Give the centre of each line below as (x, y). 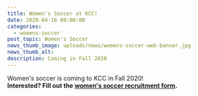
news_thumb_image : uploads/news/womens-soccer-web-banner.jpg (99, 46)
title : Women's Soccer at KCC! (52, 13)
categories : (24, 26)
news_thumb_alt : (31, 52)
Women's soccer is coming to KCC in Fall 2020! (75, 78)
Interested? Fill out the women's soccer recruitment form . (92, 85)
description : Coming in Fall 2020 (57, 59)
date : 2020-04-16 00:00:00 (46, 20)
